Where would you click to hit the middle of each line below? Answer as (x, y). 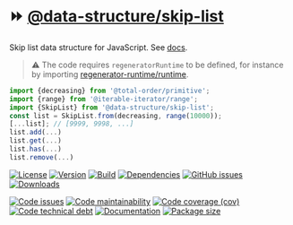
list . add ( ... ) (36, 133)
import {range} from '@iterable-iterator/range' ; (104, 99)
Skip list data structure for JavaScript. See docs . (99, 47)
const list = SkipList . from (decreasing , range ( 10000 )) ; (116, 116)
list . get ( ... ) (36, 141)
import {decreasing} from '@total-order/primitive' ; (110, 91)
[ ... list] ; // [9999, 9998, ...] (72, 124)
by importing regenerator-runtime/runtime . (110, 74)
